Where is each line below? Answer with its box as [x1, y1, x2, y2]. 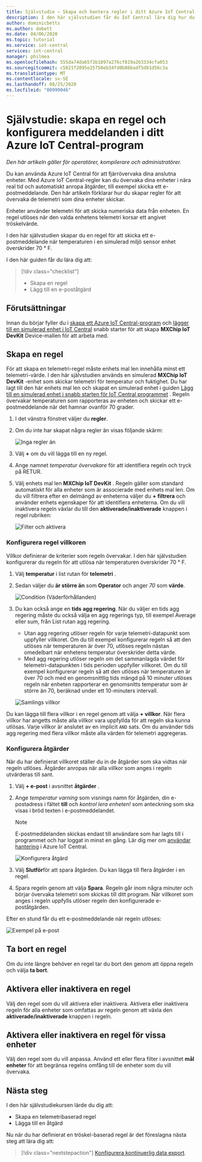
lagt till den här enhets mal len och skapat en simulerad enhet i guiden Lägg [6, 384, 194, 391]
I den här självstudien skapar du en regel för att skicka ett [6, 231, 149, 239]
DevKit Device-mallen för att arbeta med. [6, 332, 109, 339]
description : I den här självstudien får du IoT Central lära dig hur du [6, 14, 195, 20]
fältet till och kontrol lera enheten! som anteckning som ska [47, 801, 194, 808]
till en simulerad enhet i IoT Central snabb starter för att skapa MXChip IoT [6, 325, 191, 332]
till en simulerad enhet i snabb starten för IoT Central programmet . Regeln [6, 391, 190, 398]
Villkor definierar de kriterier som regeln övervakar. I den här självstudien [6, 552, 187, 559]
